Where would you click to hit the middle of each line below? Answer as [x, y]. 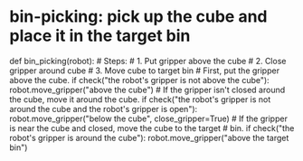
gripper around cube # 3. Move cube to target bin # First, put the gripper [145, 71]
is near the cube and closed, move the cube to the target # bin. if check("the [152, 128]
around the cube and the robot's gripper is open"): [104, 109]
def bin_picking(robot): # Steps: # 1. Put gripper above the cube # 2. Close [148, 61]
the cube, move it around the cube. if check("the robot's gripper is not [140, 99]
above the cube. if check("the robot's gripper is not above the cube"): [139, 80]
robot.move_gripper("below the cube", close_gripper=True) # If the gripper [148, 118]
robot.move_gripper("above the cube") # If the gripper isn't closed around [147, 90]
